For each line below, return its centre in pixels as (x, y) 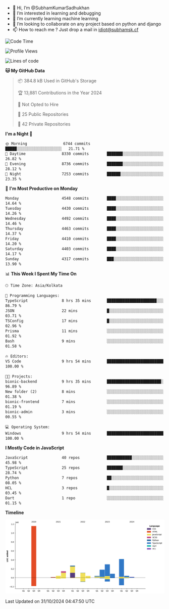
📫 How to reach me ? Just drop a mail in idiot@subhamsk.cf (75, 30)
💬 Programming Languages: (32, 296)
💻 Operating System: (28, 427)
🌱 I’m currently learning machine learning (55, 18)
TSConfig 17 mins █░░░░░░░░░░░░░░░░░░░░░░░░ (84, 321)
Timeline (15, 512)
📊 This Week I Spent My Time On (41, 274)
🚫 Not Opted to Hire (38, 104)
